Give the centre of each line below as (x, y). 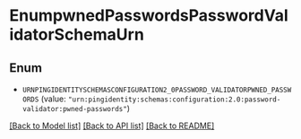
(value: (54, 99)
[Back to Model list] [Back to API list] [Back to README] (112, 126)
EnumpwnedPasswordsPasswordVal (149, 16)
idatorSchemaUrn (77, 35)
